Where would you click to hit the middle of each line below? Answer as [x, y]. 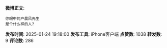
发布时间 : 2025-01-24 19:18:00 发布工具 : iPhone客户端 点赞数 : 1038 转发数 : [83, 34]
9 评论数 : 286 [20, 41]
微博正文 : [15, 8]
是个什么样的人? [20, 24]
